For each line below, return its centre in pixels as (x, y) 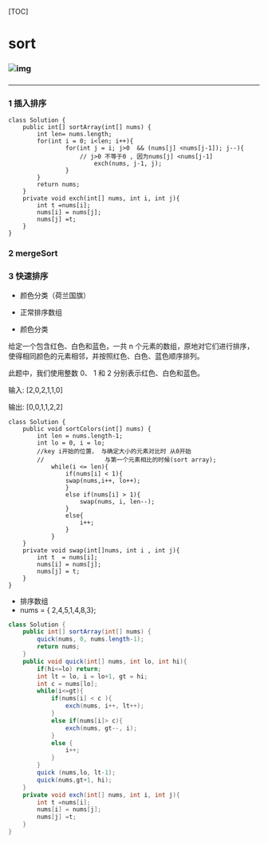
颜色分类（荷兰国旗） (55, 295)
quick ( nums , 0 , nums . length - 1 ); (91, 639)
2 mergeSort (33, 253)
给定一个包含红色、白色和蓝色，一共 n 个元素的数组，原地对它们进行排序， (131, 346)
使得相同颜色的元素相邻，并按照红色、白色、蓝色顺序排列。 (106, 356)
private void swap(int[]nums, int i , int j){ (101, 550)
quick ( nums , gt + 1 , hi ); (75, 780)
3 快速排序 (28, 276)
